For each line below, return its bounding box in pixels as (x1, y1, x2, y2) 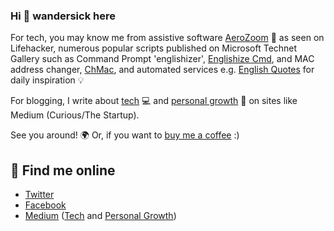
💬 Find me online (10, 162, 116, 179)
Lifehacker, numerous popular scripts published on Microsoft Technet (10, 42, 298, 54)
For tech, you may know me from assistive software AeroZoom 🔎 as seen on (10, 32, 325, 44)
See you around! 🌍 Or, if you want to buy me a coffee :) (10, 129, 240, 141)
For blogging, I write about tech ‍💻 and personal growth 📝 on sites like (10, 95, 298, 107)
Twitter (24, 189, 55, 201)
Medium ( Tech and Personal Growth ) (24, 210, 177, 222)
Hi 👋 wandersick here (10, 9, 116, 23)
